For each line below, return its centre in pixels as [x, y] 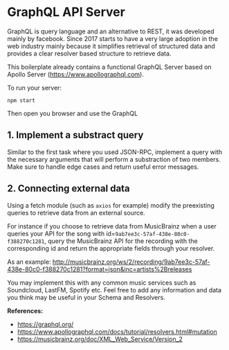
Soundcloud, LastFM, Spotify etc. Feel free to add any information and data [114, 290]
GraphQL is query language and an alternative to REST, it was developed [111, 31]
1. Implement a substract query [75, 135]
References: [25, 310]
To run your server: [35, 87]
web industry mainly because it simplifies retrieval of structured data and [111, 46]
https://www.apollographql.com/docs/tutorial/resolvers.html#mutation [117, 331]
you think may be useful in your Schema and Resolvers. [86, 297]
